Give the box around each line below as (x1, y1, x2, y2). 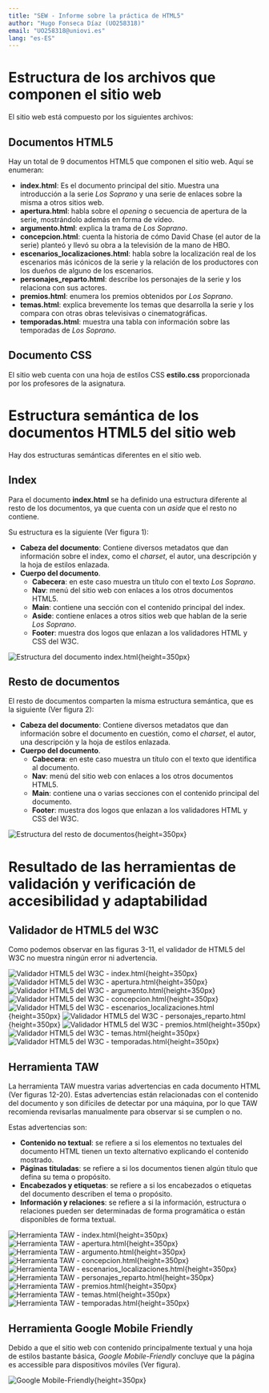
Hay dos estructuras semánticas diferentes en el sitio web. (8, 450, 202, 459)
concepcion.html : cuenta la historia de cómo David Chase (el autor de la (19, 232, 261, 241)
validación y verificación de (8, 874, 196, 893)
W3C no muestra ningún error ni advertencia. (8, 953, 158, 963)
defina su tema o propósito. (19, 1172, 111, 1182)
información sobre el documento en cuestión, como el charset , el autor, (19, 729, 256, 738)
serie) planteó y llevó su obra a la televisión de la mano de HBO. (19, 240, 231, 249)
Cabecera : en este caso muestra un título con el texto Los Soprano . (31, 576, 256, 586)
